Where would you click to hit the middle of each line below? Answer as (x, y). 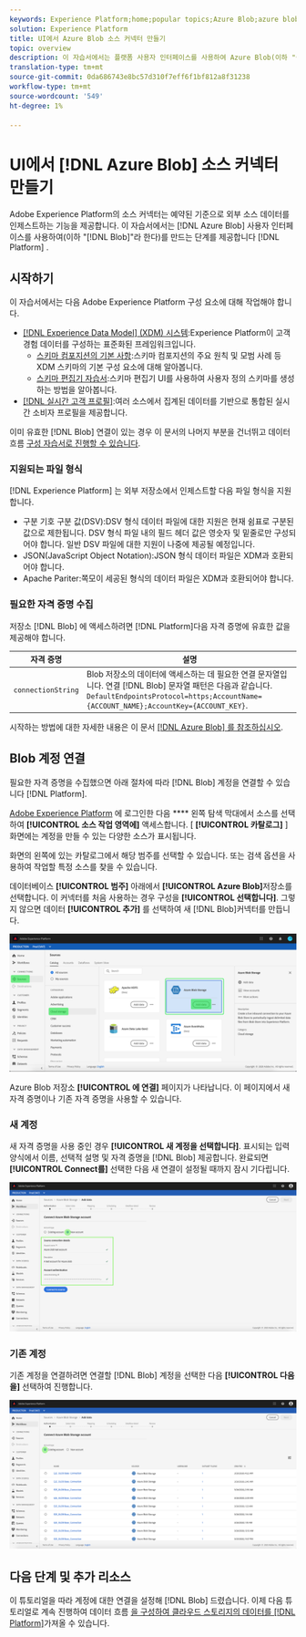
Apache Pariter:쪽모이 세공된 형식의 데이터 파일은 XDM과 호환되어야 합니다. (158, 578)
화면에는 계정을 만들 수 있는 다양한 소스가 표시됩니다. (103, 835)
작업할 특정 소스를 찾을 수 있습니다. (95, 866)
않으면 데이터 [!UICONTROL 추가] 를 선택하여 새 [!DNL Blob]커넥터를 (143, 908)
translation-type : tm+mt (56, 67)
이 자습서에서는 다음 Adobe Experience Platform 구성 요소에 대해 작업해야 (142, 302)
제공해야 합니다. (38, 637)
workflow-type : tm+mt (51, 87)
